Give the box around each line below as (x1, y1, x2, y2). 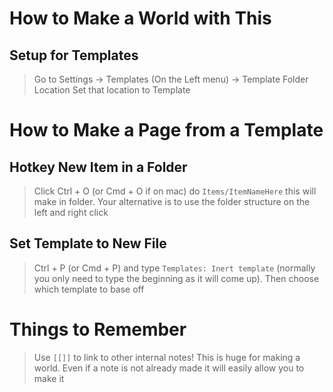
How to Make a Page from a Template (9, 119, 324, 142)
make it (33, 372, 65, 384)
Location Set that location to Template (33, 84, 191, 96)
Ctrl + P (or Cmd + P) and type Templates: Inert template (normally (33, 262, 316, 274)
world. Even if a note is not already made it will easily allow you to (33, 362, 305, 374)
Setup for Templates (9, 47, 139, 64)
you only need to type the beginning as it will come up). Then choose (33, 272, 320, 284)
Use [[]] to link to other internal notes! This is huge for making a (33, 351, 301, 363)
